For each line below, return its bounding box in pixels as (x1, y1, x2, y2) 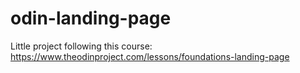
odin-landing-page (10, 7, 172, 30)
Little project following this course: (10, 40, 153, 52)
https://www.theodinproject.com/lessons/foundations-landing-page (10, 50, 290, 62)
